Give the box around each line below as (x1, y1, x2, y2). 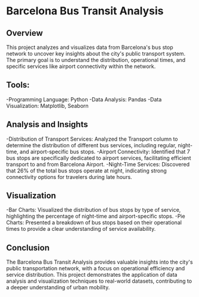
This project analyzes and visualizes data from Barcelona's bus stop (6, 44, 174, 51)
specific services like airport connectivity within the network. (6, 63, 156, 70)
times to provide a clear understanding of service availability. (6, 225, 156, 233)
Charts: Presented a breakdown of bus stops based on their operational (6, 219, 182, 226)
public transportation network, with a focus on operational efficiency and (6, 265, 185, 272)
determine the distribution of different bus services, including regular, (6, 141, 177, 148)
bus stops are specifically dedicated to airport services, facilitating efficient (6, 154, 192, 162)
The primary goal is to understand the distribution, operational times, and (6, 57, 186, 63)
